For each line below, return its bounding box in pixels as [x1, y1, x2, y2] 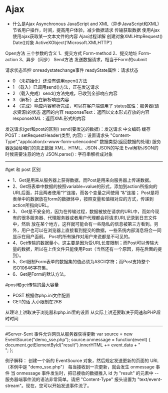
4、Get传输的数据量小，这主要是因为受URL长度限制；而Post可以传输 [12, 240, 154, 246]
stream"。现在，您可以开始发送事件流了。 [5, 382, 91, 388]
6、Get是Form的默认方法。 [12, 271, 68, 277]
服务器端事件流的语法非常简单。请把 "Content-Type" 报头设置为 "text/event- [5, 376, 162, 382]
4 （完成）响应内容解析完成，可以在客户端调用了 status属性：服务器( [12, 103, 155, 109]
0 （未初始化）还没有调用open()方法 [12, 78, 87, 84]
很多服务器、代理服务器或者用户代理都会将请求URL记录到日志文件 [21, 215, 157, 221]
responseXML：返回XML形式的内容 [12, 115, 86, 121]
